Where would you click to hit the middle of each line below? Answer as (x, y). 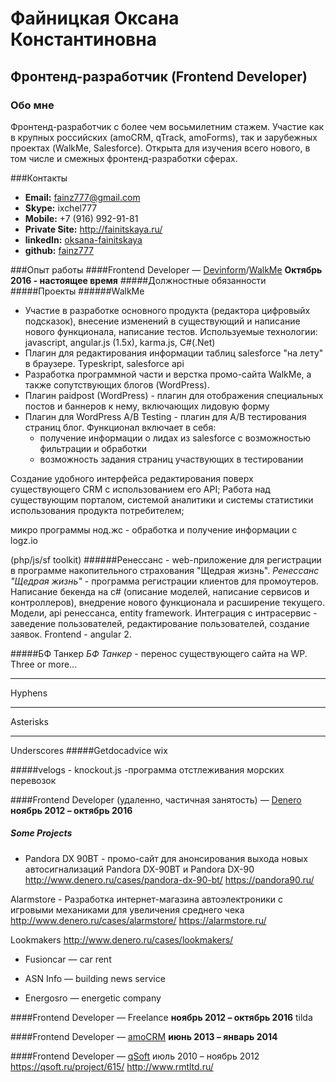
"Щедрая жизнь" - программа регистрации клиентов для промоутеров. (164, 581)
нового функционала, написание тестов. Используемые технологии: (171, 331)
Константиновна (83, 39)
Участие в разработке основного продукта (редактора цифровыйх (167, 310)
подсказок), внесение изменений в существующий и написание (162, 321)
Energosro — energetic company (93, 998)
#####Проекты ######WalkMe (77, 291)
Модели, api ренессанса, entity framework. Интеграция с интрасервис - (164, 613)
